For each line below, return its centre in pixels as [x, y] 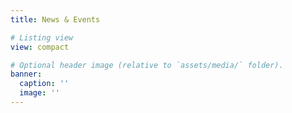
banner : [26, 74]
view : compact [40, 47]
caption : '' [44, 84]
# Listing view [42, 37]
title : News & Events [55, 19]
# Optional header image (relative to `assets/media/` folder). [147, 65]
